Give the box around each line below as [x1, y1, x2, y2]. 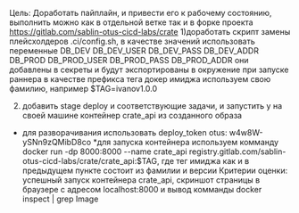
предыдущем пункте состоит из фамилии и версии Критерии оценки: [21, 165, 288, 176]
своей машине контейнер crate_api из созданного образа [21, 111, 243, 120]
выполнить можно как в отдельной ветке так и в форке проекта [9, 17, 253, 28]
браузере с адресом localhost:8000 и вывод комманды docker [21, 184, 262, 194]
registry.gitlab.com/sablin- [188, 146, 287, 157]
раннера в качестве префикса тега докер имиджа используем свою [9, 74, 271, 84]
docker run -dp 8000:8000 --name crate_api [21, 146, 187, 157]
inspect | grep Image [21, 193, 99, 204]
